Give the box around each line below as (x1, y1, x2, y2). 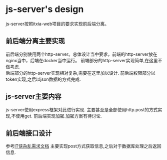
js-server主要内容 (5, 92, 61, 101)
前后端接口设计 (5, 129, 52, 137)
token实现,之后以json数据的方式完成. (5, 76, 81, 82)
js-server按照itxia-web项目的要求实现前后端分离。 (5, 21, 109, 27)
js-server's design (5, 4, 84, 15)
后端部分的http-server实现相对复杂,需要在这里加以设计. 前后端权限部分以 (5, 70, 155, 76)
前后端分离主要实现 (5, 37, 65, 46)
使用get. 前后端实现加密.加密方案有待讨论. (15, 113, 102, 119)
